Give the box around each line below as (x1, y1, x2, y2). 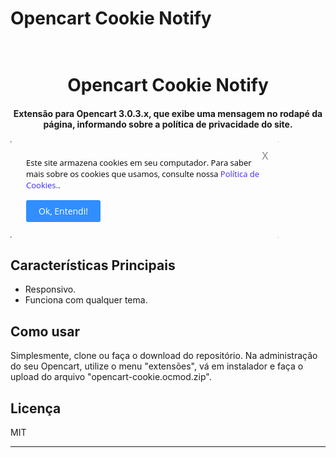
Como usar (10, 323, 81, 340)
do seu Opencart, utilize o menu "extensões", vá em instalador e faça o (10, 360, 304, 372)
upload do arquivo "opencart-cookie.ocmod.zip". (10, 371, 212, 383)
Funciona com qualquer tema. (24, 294, 148, 306)
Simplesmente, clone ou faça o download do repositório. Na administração (10, 350, 318, 362)
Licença (10, 400, 62, 417)
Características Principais (10, 257, 176, 274)
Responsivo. (24, 283, 77, 296)
